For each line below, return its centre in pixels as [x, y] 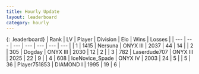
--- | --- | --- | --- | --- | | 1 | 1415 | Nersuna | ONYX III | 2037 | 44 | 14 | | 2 [103, 46]
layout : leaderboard [32, 17]
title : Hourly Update [33, 12]
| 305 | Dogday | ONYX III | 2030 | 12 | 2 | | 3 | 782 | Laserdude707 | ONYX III [100, 52]
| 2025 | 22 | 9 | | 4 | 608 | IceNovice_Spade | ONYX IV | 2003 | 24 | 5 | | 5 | [99, 58]
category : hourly [28, 22]
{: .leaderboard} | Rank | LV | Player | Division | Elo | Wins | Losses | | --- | [96, 40]
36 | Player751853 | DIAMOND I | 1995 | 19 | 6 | [63, 65]
